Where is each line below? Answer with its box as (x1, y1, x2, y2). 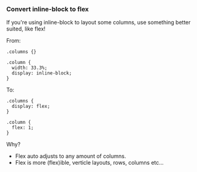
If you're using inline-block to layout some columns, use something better (6, 19, 191, 26)
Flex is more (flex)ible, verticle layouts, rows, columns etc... (15, 159, 164, 167)
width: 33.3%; (12, 65, 47, 71)
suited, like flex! (6, 25, 46, 32)
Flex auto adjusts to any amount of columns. (15, 152, 126, 160)
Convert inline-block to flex (6, 5, 89, 13)
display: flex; (12, 103, 50, 110)
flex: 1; (12, 124, 34, 131)
